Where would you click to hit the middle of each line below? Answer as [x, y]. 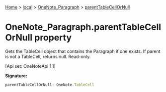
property [53, 38]
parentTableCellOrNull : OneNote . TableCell [50, 85]
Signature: [16, 76]
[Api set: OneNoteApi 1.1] [30, 66]
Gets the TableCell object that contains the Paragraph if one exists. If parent [83, 51]
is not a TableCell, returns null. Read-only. [48, 56]
